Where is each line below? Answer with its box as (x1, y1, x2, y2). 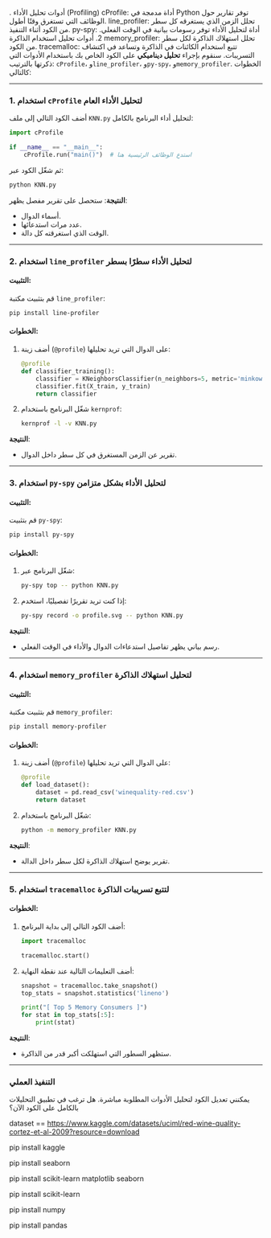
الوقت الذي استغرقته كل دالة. (20, 228, 109, 237)
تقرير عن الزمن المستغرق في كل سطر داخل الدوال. (20, 450, 178, 460)
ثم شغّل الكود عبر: (9, 165, 64, 174)
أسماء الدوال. (20, 211, 61, 220)
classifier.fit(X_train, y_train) (35, 382, 151, 390)
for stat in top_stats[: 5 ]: (20, 1011, 115, 1019)
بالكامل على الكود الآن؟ (9, 1103, 79, 1113)
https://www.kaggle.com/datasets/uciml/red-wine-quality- (47, 1118, 241, 1129)
